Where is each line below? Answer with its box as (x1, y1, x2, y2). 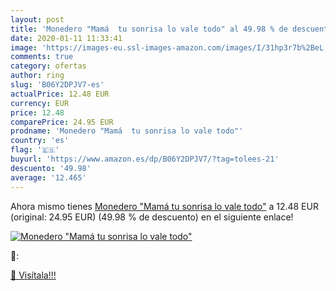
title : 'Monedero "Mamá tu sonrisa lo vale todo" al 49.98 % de (10, 24, 288, 34)
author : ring (10, 71, 65, 81)
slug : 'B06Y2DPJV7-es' (10, 80, 105, 90)
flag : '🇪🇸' (10, 145, 60, 155)
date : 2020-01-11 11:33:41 (10, 33, 123, 43)
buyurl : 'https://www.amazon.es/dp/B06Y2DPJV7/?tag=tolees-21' (10, 154, 280, 164)
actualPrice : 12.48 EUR (10, 89, 110, 99)
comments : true (10, 52, 74, 62)
